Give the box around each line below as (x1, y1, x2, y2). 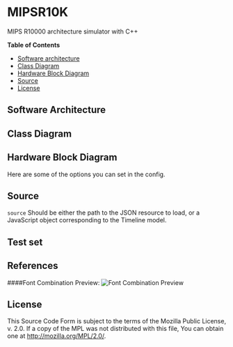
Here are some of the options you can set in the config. (7, 170, 166, 178)
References (7, 260, 58, 272)
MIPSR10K (7, 4, 68, 20)
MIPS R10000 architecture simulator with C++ (7, 27, 138, 36)
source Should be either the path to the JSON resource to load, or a (7, 208, 200, 217)
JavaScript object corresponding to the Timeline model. (7, 216, 167, 224)
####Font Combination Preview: (7, 278, 100, 286)
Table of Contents (7, 40, 61, 49)
